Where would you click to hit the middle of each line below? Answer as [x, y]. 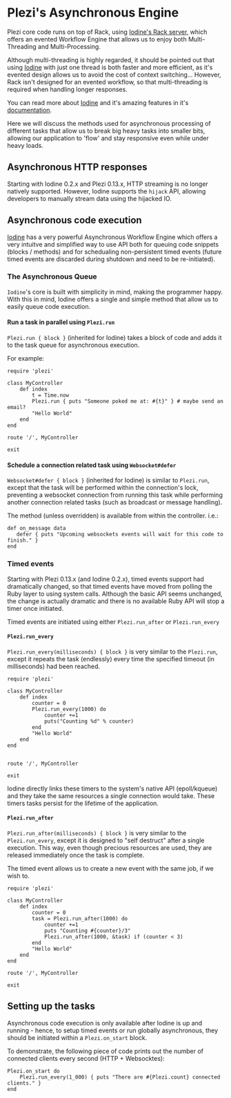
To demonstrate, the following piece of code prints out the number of [105, 1051]
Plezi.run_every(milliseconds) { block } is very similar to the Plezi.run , [113, 652]
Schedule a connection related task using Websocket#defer [92, 465]
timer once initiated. [36, 608]
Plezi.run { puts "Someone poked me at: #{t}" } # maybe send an [128, 401]
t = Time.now [51, 395]
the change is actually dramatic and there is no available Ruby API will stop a [116, 601]
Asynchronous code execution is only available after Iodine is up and [105, 1023]
